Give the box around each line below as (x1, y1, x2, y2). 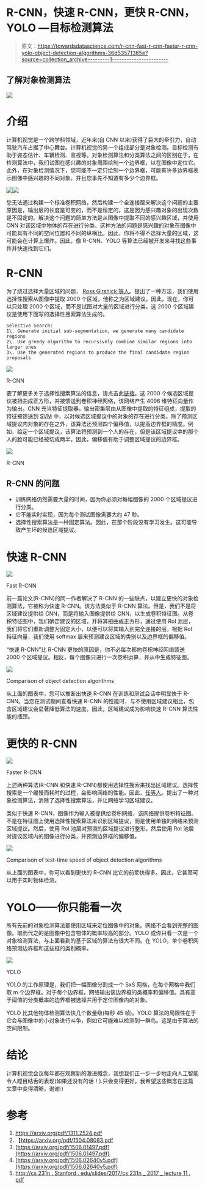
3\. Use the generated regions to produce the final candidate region (6, 349, 190, 356)
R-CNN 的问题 (6, 479, 60, 489)
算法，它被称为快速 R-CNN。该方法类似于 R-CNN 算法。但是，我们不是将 (11, 602, 196, 609)
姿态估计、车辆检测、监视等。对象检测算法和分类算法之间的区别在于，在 (16, 151, 199, 158)
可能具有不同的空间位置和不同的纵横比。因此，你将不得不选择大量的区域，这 (6, 229, 199, 236)
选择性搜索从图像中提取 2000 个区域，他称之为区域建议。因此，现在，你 (6, 295, 189, 302)
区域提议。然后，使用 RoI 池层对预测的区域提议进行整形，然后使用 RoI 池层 (6, 825, 194, 832)
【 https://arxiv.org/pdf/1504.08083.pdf (15, 1136, 113, 1144)
